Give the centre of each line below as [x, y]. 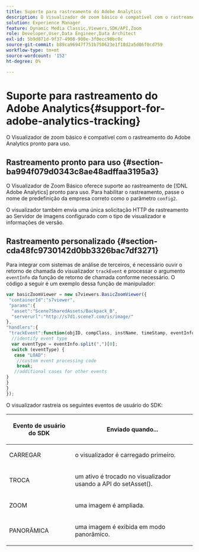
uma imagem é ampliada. [110, 505]
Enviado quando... [132, 429]
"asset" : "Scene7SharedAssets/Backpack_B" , [65, 311]
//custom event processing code [57, 360]
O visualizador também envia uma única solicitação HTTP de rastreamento [97, 210]
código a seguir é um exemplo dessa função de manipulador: [81, 284]
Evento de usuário [39, 426]
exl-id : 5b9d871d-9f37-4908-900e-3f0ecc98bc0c [65, 39]
